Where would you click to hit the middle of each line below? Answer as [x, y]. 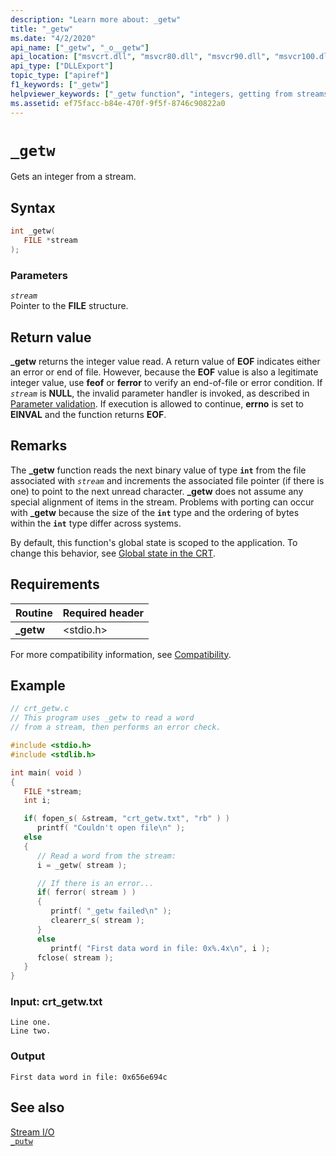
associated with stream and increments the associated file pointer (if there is [167, 480]
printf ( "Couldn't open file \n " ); [111, 828]
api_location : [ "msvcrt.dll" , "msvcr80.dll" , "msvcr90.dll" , [140, 57]
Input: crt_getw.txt [56, 1002]
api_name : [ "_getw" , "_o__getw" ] [80, 47]
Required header [103, 613]
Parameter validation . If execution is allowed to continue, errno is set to [157, 403]
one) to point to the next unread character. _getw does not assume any [157, 491]
